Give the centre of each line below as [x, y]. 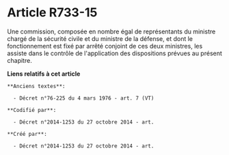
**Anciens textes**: [37, 86]
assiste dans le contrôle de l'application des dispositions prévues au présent [114, 53]
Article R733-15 [52, 13]
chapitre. [19, 60]
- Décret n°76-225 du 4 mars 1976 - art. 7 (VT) [84, 98]
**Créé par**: [27, 134]
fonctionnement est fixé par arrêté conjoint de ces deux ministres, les [105, 46]
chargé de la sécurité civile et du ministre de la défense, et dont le [100, 38]
